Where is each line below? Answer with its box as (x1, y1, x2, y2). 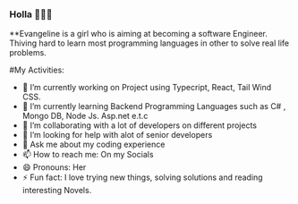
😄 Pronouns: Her (21, 162, 87, 173)
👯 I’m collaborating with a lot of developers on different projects (21, 120, 258, 131)
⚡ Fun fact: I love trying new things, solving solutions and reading (21, 172, 263, 183)
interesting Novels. (21, 185, 92, 196)
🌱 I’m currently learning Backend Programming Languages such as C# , (21, 101, 286, 112)
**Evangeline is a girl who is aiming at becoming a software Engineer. (9, 29, 268, 39)
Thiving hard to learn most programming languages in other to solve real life (9, 38, 289, 48)
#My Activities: (9, 64, 64, 75)
